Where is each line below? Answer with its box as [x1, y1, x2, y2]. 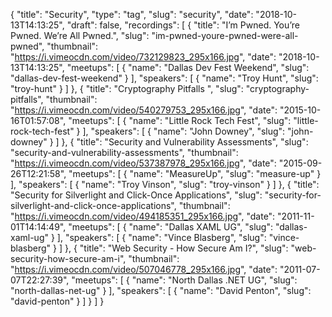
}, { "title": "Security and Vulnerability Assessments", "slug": [61, 136, 309, 148]
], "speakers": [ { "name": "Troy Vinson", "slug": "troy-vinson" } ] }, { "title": [10, 179, 320, 190]
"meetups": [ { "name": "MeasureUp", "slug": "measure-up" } [68, 168, 322, 179]
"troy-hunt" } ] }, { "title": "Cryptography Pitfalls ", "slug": [10, 83, 244, 94]
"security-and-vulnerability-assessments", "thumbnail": [10, 147, 239, 158]
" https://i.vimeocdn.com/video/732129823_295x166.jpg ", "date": [10, 51, 277, 63]
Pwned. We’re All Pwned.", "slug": [10, 30, 150, 41]
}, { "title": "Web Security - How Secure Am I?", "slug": [64, 242, 289, 254]
